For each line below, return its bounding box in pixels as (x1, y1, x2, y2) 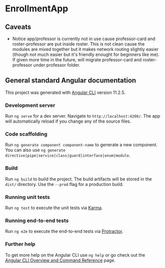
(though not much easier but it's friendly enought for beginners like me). (12, 51, 160, 57)
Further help (5, 241, 36, 248)
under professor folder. (33, 62, 81, 68)
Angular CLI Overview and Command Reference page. (5, 257, 116, 263)
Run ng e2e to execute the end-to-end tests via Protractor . (5, 228, 124, 234)
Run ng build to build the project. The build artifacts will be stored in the (5, 176, 152, 182)
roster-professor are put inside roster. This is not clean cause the (12, 41, 145, 47)
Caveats (5, 23, 31, 31)
